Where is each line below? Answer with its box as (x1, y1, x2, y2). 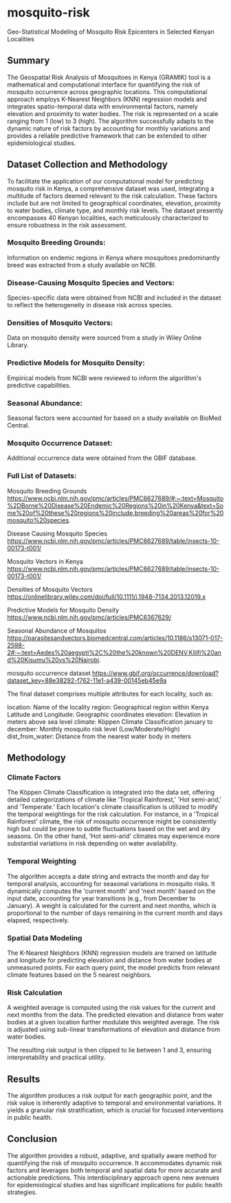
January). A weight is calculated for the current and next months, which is (7, 901, 217, 909)
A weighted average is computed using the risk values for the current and (7, 1004, 216, 1012)
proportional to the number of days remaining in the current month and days (7, 909, 223, 917)
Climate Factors (7, 772, 61, 782)
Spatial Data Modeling (7, 933, 82, 942)
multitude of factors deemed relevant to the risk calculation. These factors (7, 191, 218, 200)
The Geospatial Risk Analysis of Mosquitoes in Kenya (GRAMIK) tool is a (7, 73, 211, 81)
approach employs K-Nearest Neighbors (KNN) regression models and (7, 95, 208, 103)
